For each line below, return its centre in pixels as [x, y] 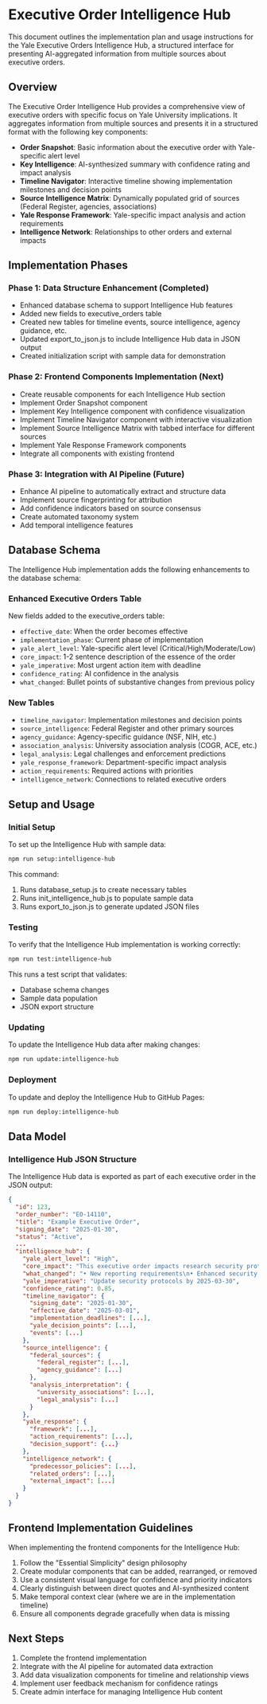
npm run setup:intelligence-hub [62, 859]
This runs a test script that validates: [68, 974]
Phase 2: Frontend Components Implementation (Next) [116, 377]
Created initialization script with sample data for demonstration [123, 356]
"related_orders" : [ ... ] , [72, 1474]
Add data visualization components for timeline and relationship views [134, 1675]
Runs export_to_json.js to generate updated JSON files [110, 907]
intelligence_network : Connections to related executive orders [123, 779]
